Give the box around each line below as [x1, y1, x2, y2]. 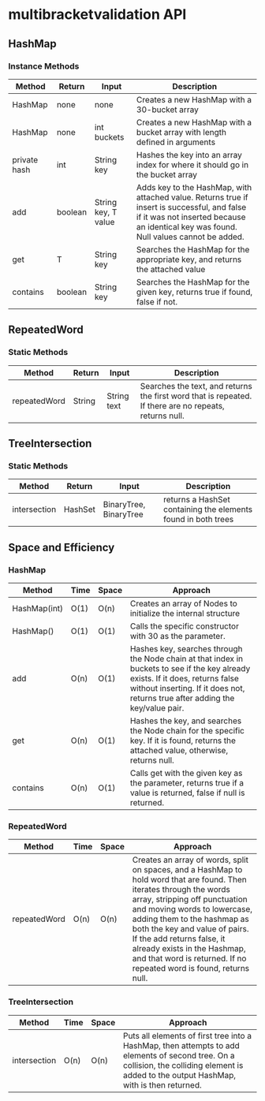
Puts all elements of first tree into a [122, 1030, 252, 1041]
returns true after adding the [129, 692, 235, 704]
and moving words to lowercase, [132, 904, 253, 915]
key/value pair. [129, 702, 185, 713]
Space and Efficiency [8, 540, 115, 554]
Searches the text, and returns [140, 380, 252, 391]
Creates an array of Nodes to [129, 598, 238, 609]
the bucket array [136, 169, 198, 180]
